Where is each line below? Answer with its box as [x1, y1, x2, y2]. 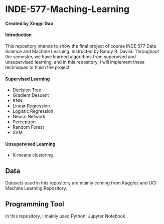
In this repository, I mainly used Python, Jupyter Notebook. [5, 213, 127, 219]
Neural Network [12, 114, 46, 120]
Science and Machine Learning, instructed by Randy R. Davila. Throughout [5, 48, 159, 54]
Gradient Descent [12, 92, 49, 98]
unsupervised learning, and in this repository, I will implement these [5, 59, 145, 65]
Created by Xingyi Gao [5, 20, 54, 26]
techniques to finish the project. [5, 64, 71, 70]
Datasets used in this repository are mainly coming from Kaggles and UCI [5, 180, 157, 186]
